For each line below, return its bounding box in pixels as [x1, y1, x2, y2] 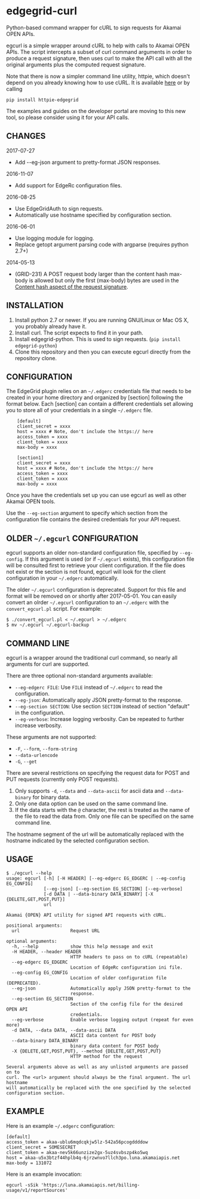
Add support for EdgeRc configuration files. [14, 181, 122, 189]
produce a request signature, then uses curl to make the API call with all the [6, 54, 192, 62]
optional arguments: [6, 938, 58, 944]
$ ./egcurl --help [6, 870, 52, 876]
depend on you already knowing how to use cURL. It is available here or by [6, 79, 190, 86]
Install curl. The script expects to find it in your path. [14, 329, 143, 336]
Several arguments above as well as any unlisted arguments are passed [6, 1064, 188, 1070]
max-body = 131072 [6, 1160, 52, 1166]
